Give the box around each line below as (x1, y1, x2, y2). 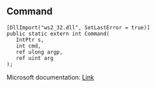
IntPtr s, (15, 36, 45, 43)
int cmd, (15, 42, 41, 50)
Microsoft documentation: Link (6, 73, 95, 81)
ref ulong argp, (15, 48, 63, 55)
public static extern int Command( (6, 30, 110, 37)
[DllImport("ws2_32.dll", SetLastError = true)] (6, 24, 150, 31)
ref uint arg (15, 54, 54, 61)
